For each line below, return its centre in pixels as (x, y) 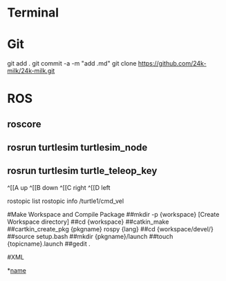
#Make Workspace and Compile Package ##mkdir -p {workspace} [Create (113, 214)
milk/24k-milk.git (31, 71)
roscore (24, 124)
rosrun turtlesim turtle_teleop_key (82, 171)
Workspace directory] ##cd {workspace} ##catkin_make (88, 222)
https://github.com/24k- (172, 64)
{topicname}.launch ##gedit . (49, 244)
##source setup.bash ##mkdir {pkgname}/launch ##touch (90, 236)
